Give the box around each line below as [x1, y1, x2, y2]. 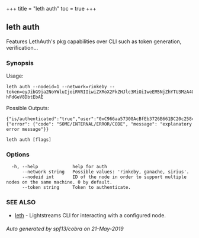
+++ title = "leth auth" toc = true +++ [6, 5, 97, 12]
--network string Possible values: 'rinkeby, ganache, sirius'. [21, 169, 190, 175]
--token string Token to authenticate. [21, 185, 131, 191]
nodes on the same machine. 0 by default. [6, 179, 113, 185]
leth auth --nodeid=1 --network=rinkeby [6, 84, 108, 90]
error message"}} [6, 127, 49, 133]
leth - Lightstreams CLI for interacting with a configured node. [14, 211, 166, 218]
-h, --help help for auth [11, 164, 108, 170]
